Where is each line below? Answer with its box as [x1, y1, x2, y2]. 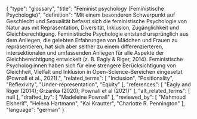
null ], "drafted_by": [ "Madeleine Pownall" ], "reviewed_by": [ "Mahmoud [6, 93, 186, 101]
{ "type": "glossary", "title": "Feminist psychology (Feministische [6, 5, 164, 12]
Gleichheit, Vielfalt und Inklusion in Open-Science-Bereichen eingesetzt [6, 68, 183, 75]
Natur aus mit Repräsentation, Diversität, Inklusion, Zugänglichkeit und [6, 24, 179, 31]
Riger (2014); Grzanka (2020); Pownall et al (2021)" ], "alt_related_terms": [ [6, 87, 190, 94]
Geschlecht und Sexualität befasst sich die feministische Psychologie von [6, 18, 187, 24]
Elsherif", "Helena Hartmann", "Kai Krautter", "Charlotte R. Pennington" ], [6, 100, 185, 107]
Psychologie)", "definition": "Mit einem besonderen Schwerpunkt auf [6, 11, 176, 18]
